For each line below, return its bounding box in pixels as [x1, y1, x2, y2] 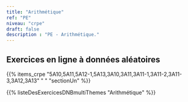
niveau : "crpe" [6, 20, 45, 26]
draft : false [6, 26, 40, 32]
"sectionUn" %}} [48, 77, 91, 84]
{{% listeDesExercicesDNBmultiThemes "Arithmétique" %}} [6, 89, 156, 96]
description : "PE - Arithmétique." [6, 32, 99, 38]
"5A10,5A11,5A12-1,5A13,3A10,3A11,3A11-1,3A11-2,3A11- [46, 70, 183, 78]
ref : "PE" [6, 15, 32, 21]
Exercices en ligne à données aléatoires [6, 54, 161, 65]
